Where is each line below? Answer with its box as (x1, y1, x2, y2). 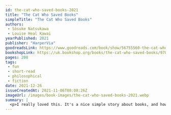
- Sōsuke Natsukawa (7, 26, 49, 32)
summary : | (5, 97, 28, 102)
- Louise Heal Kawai (7, 31, 51, 36)
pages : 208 (5, 54, 28, 60)
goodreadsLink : (5, 45, 38, 50)
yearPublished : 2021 (5, 36, 49, 41)
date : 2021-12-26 (5, 83, 42, 88)
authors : (5, 21, 24, 27)
